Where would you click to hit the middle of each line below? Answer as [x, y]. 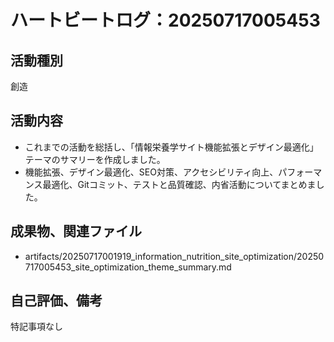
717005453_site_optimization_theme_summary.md [128, 267]
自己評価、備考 [56, 301]
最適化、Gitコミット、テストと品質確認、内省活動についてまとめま [179, 184]
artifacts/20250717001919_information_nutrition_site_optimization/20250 [174, 256]
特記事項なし [36, 327]
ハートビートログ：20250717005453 [165, 20]
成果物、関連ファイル [76, 231]
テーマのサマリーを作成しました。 [95, 159]
